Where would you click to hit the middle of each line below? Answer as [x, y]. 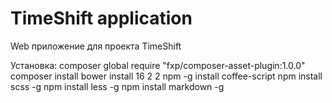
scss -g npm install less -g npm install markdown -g [117, 86]
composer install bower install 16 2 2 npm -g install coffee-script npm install [166, 76]
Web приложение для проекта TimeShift [96, 46]
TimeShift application [101, 18]
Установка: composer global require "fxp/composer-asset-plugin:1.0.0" [158, 65]
